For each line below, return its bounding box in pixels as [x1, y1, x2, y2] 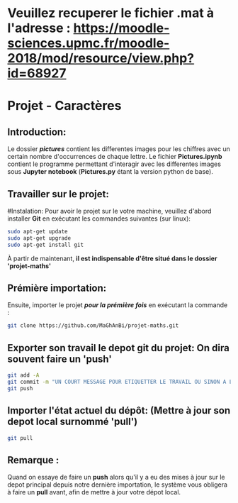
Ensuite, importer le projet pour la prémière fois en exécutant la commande [7, 301, 228, 309]
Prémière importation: [7, 282, 107, 294]
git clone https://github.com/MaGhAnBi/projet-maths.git [7, 322, 179, 329]
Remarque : [7, 454, 59, 466]
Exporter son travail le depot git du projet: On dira [7, 342, 230, 354]
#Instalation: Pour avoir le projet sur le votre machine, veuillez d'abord [7, 207, 212, 215]
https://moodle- [73, 20, 170, 36]
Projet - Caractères [7, 98, 122, 114]
